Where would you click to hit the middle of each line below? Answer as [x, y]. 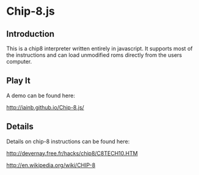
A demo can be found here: [41, 95]
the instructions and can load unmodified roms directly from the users [94, 55]
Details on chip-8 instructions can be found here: [68, 141]
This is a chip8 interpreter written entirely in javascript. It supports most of [99, 48]
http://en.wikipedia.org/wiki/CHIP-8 [51, 165]
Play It [18, 81]
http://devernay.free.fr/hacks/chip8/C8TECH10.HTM [72, 153]
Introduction [31, 34]
